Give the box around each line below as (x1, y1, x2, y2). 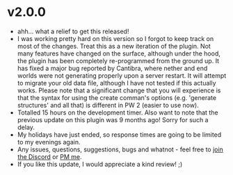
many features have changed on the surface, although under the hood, (17, 49, 220, 58)
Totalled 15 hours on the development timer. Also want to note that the (17, 108, 218, 117)
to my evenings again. (17, 137, 81, 146)
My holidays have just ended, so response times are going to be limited (17, 130, 222, 139)
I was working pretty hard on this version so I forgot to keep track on (17, 34, 214, 42)
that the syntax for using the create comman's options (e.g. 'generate (17, 93, 217, 101)
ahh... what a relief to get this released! (17, 27, 129, 35)
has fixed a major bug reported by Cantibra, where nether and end (17, 64, 208, 72)
